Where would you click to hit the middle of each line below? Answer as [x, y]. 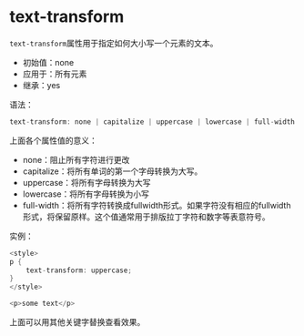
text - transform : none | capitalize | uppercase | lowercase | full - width [152, 122]
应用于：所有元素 [55, 74]
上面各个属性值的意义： [53, 140]
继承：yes [41, 85]
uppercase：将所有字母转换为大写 [86, 182]
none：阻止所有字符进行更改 [76, 159]
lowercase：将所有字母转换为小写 [86, 194]
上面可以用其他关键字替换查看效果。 [77, 322]
